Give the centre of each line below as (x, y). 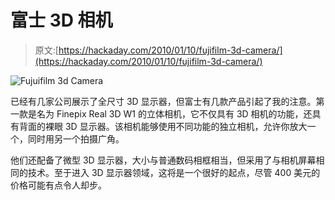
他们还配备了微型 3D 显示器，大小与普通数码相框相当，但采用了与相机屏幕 (163, 160)
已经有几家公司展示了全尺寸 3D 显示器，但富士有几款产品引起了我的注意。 (163, 101)
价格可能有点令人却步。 (58, 185)
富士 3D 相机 (61, 20)
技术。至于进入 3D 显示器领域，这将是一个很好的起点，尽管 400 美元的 (174, 172)
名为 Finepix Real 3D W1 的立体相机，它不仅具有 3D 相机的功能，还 (174, 113)
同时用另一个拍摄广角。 (76, 138)
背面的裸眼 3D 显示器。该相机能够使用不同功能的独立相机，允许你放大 (163, 126)
